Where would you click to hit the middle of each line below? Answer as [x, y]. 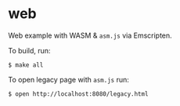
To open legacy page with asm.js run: [68, 79]
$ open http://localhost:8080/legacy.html [78, 94]
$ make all [26, 65]
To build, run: [29, 50]
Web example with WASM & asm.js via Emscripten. [90, 35]
